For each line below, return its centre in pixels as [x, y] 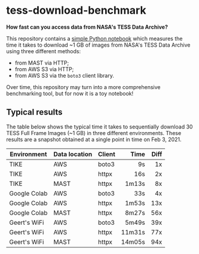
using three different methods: [44, 51]
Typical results [34, 112]
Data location [73, 154]
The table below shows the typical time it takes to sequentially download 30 [99, 127]
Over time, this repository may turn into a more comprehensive [83, 87]
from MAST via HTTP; [42, 63]
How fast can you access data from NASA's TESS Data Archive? [87, 27]
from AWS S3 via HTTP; [44, 69]
